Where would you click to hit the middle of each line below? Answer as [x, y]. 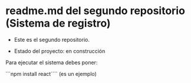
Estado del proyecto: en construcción [60, 51]
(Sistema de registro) [58, 23]
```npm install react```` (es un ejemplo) [51, 74]
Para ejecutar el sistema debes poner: [52, 62]
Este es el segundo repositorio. [52, 39]
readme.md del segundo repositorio [95, 11]
